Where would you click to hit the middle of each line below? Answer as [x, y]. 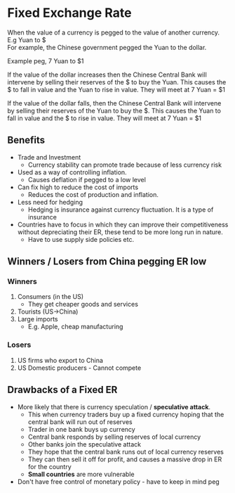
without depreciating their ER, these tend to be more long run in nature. [120, 232]
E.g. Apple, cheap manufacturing [75, 327]
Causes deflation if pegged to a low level [87, 179]
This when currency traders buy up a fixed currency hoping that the [126, 414]
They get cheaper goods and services [83, 305]
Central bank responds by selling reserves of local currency [114, 437]
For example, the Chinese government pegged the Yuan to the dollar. [107, 47]
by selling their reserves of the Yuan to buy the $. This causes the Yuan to [114, 110]
